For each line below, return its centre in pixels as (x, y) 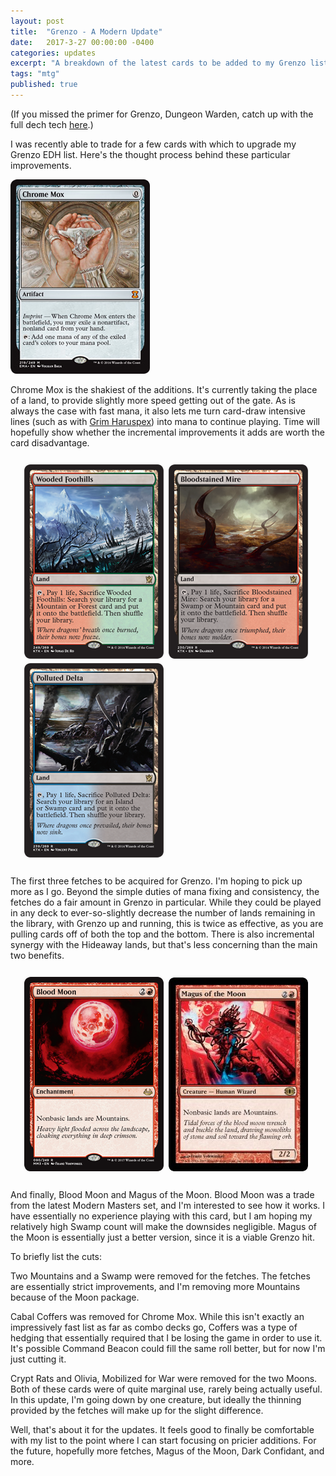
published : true (44, 85)
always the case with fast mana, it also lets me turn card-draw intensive (158, 411)
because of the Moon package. (75, 1297)
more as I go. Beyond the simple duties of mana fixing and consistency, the (165, 891)
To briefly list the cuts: (56, 1256)
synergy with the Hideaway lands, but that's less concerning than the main (164, 944)
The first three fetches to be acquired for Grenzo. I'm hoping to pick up (156, 881)
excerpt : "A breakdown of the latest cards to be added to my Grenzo (158, 63)
